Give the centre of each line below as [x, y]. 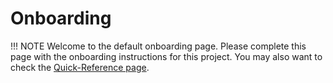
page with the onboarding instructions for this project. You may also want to [166, 56]
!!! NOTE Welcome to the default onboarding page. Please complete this [158, 46]
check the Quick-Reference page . [80, 67]
